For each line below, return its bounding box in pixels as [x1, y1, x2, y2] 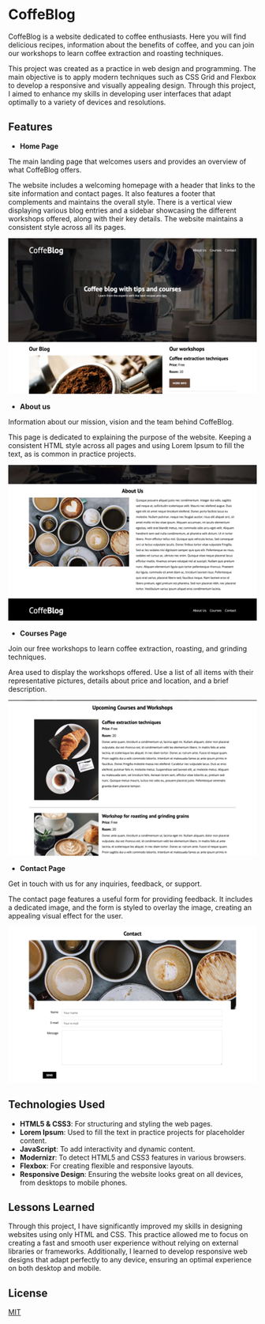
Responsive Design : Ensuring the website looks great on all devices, [19, 1169, 244, 1179]
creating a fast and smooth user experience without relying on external [8, 1239, 239, 1248]
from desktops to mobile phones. [19, 1178, 128, 1187]
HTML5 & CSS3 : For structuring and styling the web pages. [19, 1118, 213, 1128]
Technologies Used [8, 1098, 105, 1111]
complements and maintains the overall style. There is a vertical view [8, 197, 233, 206]
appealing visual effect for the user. [8, 911, 124, 920]
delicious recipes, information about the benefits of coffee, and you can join [8, 40, 255, 49]
